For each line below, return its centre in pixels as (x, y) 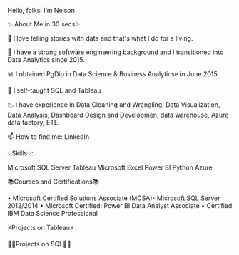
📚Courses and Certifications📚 (54, 182)
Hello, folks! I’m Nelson (41, 10)
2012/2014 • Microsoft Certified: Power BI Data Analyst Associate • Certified (120, 205)
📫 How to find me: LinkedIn (49, 137)
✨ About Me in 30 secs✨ (44, 24)
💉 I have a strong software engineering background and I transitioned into (116, 52)
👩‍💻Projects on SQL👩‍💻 (39, 244)
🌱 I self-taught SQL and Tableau (54, 90)
